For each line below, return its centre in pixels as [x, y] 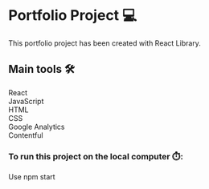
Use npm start [32, 177]
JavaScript [26, 101]
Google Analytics [37, 127]
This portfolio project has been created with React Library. [104, 43]
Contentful [26, 135]
